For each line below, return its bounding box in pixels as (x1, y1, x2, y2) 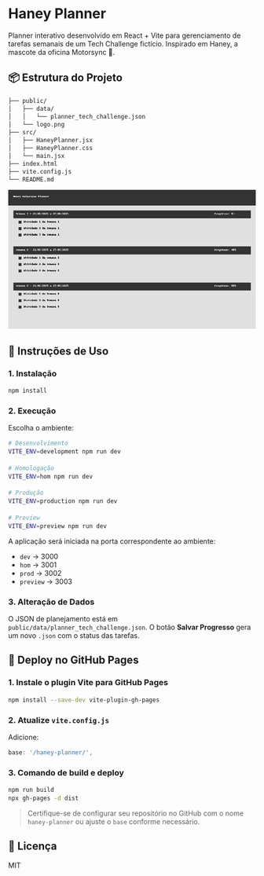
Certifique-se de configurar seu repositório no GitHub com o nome (27, 808, 244, 818)
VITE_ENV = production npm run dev (8, 497, 118, 505)
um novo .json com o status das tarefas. (8, 631, 140, 640)
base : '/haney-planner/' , (8, 748, 93, 757)
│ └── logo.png (8, 120, 65, 128)
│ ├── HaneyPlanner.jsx (8, 136, 93, 144)
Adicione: (8, 732, 39, 742)
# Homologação (8, 464, 55, 472)
